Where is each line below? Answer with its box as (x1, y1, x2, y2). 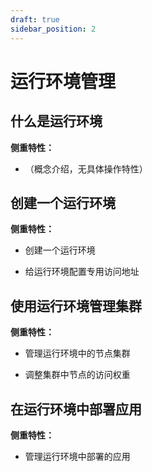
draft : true (10, 14, 60, 25)
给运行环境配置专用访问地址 (24, 266, 140, 278)
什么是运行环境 (10, 113, 103, 130)
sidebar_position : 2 (10, 24, 97, 34)
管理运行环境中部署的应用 (24, 450, 131, 462)
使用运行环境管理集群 (10, 297, 142, 315)
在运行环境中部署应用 (10, 401, 142, 418)
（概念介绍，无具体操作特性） (24, 162, 148, 175)
